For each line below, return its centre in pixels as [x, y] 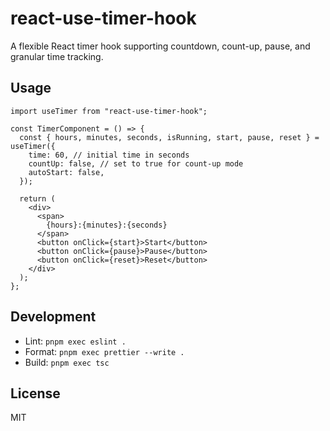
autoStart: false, [66, 172]
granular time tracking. [57, 56]
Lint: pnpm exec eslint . [75, 341]
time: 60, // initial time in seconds [109, 155]
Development [53, 317]
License [35, 393]
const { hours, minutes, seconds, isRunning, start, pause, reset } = [169, 137]
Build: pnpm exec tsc [67, 362]
